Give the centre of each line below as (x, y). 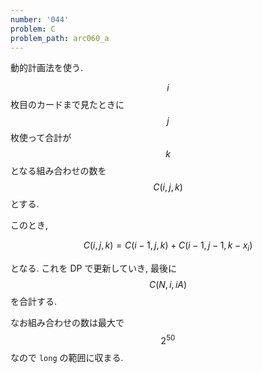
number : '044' (40, 19)
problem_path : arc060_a (60, 38)
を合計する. (34, 302)
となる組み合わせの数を (58, 171)
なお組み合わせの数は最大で (67, 323)
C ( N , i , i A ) (168, 285)
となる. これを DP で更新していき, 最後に (94, 268)
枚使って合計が (41, 138)
